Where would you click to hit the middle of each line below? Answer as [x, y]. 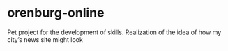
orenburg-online [56, 13]
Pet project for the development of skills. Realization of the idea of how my [114, 32]
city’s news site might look [45, 39]
